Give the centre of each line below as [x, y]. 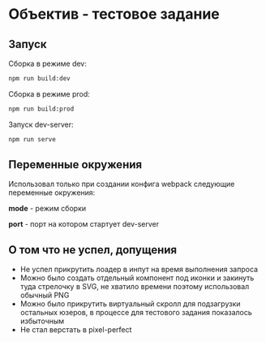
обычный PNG [45, 295]
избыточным [42, 321]
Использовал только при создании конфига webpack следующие [122, 184]
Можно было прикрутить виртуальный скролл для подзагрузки [130, 304]
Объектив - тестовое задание [114, 14]
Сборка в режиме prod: [49, 93]
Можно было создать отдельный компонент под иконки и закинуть [137, 278]
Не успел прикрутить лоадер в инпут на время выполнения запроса [139, 270]
